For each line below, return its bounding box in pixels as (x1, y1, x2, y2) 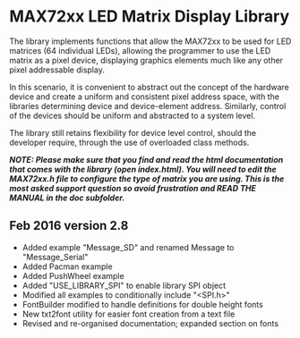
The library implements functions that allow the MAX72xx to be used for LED (9, 36, 292, 46)
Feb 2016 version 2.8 (9, 218, 129, 233)
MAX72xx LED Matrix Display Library (9, 6, 290, 27)
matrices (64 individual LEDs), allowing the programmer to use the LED (9, 45, 271, 55)
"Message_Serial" (21, 251, 89, 262)
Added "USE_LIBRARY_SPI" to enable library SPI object (21, 280, 227, 291)
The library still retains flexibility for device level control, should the (9, 127, 257, 138)
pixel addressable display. (9, 64, 105, 75)
